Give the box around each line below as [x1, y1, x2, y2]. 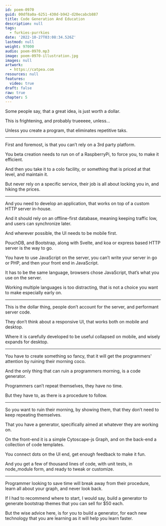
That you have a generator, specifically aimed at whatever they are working [5, 421, 159, 427]
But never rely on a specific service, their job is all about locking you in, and [5, 181, 159, 187]
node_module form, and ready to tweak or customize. [5, 466, 115, 472]
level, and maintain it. [5, 171, 48, 177]
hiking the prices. [5, 186, 41, 192]
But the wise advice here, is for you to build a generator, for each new [5, 510, 147, 516]
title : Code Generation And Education [5, 16, 85, 21]
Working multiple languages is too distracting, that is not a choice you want [5, 284, 158, 290]
